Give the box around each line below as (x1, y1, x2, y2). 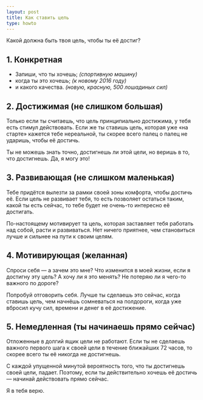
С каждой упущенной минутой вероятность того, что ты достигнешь (6, 362, 185, 370)
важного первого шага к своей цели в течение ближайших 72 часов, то (6, 344, 193, 351)
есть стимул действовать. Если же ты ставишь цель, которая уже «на (6, 124, 188, 131)
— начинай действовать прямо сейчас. (6, 375, 109, 383)
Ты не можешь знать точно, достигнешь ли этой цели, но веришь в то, (6, 148, 190, 156)
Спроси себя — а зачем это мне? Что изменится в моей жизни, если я (6, 266, 191, 274)
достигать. (6, 208, 35, 215)
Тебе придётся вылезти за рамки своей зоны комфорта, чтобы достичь (6, 188, 193, 196)
